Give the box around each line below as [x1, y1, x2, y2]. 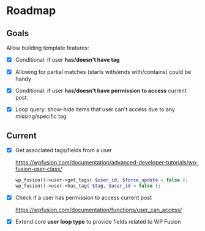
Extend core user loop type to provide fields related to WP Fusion [15, 218, 182, 225]
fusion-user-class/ [15, 166, 62, 173]
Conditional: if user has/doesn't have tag [15, 56, 120, 63]
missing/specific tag [15, 112, 67, 120]
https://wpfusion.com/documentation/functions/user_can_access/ [15, 206, 182, 213]
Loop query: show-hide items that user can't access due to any [15, 106, 176, 113]
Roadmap [6, 4, 56, 18]
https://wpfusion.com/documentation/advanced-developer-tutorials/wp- [15, 159, 199, 166]
